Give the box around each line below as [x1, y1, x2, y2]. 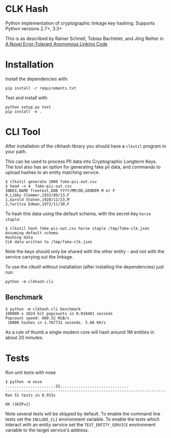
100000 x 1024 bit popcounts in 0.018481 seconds [5, 311, 113, 316]
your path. [5, 148, 27, 154]
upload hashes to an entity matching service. [5, 169, 100, 175]
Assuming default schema [5, 230, 58, 236]
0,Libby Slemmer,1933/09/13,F [5, 193, 70, 198]
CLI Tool [5, 126, 41, 138]
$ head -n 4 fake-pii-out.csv [5, 183, 72, 189]
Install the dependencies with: [5, 75, 68, 82]
